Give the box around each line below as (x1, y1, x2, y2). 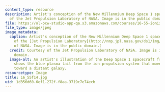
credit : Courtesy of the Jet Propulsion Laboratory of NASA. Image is (9, 48, 157, 53)
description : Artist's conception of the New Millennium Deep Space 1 (5, 12, 153, 17)
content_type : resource (5, 7, 54, 12)
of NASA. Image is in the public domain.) (14, 43, 102, 48)
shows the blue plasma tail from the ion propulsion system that (14, 61, 151, 66)
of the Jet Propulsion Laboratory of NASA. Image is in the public (9, 16, 151, 21)
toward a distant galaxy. (14, 66, 67, 71)
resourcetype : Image (5, 71, 48, 75)
